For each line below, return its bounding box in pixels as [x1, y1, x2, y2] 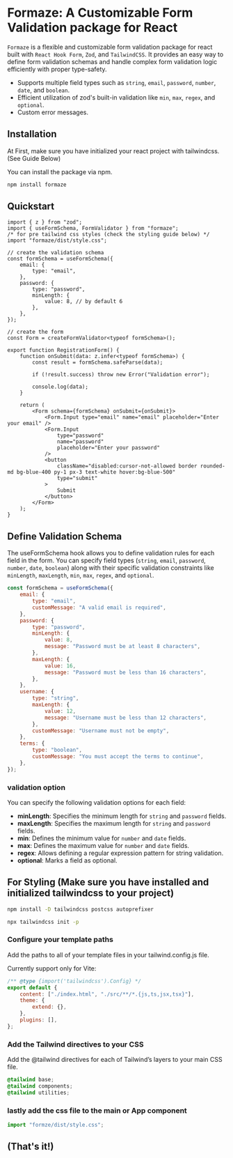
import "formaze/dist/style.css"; [7, 237, 108, 245]
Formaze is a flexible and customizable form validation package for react [7, 43, 213, 51]
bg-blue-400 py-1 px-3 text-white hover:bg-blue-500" [16, 469, 176, 476]
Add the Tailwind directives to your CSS [7, 1040, 144, 1049]
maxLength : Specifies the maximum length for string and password [17, 819, 211, 827]
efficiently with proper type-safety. [7, 65, 107, 73]
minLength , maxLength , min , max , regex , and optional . [7, 571, 154, 580]
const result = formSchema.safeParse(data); [32, 359, 163, 366]
